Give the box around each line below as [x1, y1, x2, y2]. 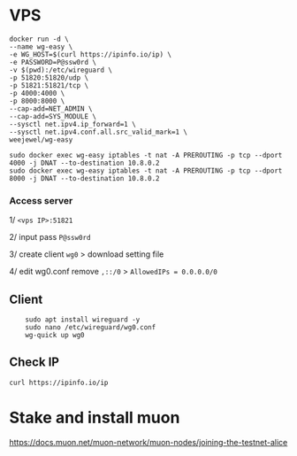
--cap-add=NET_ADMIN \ [9, 104, 93, 113]
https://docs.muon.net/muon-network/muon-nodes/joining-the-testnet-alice [9, 437, 288, 447]
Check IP [9, 355, 60, 370]
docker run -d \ [9, 35, 69, 43]
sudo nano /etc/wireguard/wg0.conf [25, 323, 156, 332]
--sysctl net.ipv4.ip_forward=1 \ [9, 120, 137, 128]
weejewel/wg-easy [9, 135, 73, 144]
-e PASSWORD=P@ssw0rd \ [9, 58, 97, 66]
